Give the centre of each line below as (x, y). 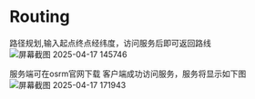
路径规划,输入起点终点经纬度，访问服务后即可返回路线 (111, 43)
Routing (40, 17)
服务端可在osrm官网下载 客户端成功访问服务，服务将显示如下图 (128, 74)
